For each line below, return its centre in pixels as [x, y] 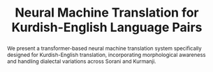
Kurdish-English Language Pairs [107, 27]
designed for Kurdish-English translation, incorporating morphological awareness [106, 54]
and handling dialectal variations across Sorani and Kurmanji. [81, 61]
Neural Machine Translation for [107, 13]
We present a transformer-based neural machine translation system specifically [104, 48]
